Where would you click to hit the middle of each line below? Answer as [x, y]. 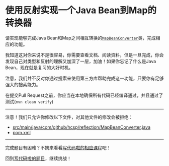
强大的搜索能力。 [23, 84]
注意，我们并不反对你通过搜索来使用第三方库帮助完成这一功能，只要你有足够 [84, 78]
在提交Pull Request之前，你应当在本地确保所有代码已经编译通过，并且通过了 [84, 95]
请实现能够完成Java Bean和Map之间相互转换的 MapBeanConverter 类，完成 [80, 38]
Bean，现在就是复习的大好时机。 [39, 67]
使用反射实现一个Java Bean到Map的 [81, 10]
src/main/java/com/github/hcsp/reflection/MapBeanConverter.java [81, 127]
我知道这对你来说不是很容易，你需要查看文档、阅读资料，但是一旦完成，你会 [84, 55]
